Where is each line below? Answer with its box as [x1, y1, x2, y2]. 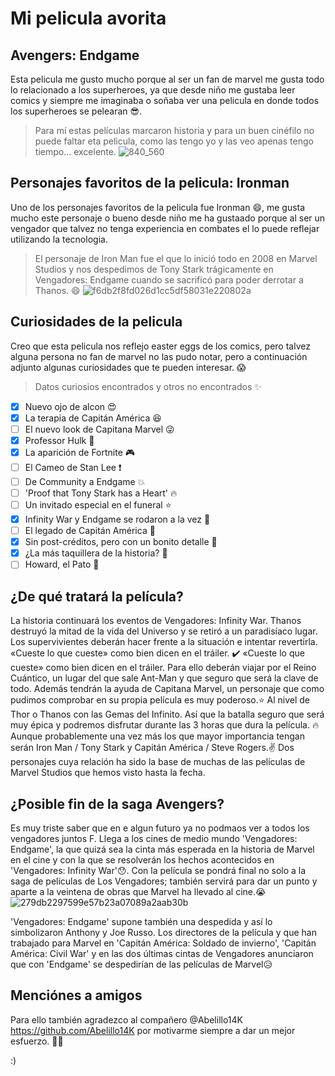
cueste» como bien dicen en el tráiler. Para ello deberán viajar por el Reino [10, 662, 317, 674]
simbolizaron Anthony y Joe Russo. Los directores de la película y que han [10, 926, 317, 938]
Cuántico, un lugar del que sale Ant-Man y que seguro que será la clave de [10, 672, 319, 684]
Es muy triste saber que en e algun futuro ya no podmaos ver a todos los [10, 822, 310, 834]
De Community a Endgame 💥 [24, 475, 146, 487]
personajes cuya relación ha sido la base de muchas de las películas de [10, 756, 306, 768]
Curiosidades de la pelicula [10, 313, 183, 331]
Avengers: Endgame [10, 47, 140, 64]
